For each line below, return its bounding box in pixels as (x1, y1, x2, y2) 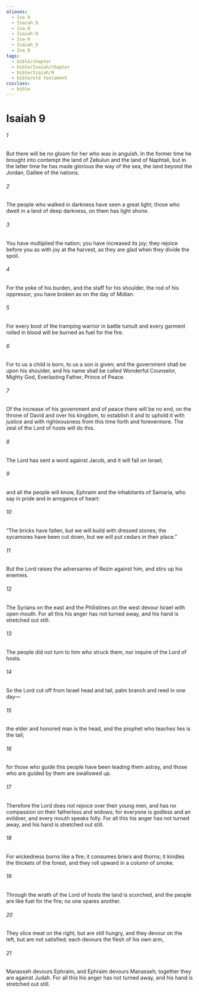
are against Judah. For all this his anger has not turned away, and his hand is (6, 974, 193, 981)
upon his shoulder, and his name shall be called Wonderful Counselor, (6, 367, 176, 375)
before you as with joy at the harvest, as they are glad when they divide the (6, 246, 190, 253)
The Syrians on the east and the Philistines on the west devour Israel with (6, 604, 185, 611)
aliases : (6, 8, 28, 15)
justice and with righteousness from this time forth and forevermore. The (6, 418, 184, 425)
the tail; (6, 732, 25, 739)
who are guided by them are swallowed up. (6, 770, 111, 777)
